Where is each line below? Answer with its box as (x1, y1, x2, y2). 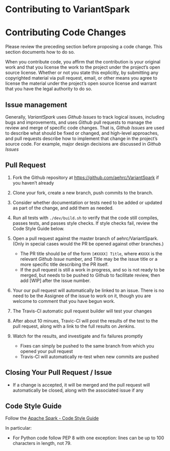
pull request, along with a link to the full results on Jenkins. (12, 323, 136, 329)
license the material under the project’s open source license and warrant (5, 80, 157, 87)
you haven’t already (12, 180, 54, 186)
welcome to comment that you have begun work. (12, 298, 115, 304)
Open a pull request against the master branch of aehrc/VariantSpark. (12, 235, 159, 241)
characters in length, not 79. (12, 440, 72, 446)
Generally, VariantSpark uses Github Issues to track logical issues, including (5, 114, 165, 120)
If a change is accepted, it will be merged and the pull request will (12, 381, 150, 388)
